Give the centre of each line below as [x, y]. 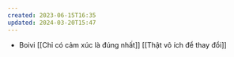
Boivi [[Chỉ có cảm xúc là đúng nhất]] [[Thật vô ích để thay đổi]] [123, 45]
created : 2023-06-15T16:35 [52, 15]
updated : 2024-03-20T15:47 [52, 23]
